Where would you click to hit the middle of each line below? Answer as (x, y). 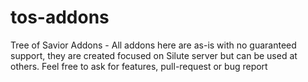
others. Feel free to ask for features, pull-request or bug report (139, 66)
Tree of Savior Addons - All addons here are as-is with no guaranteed (153, 45)
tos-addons (60, 17)
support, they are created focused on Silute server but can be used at (154, 55)
